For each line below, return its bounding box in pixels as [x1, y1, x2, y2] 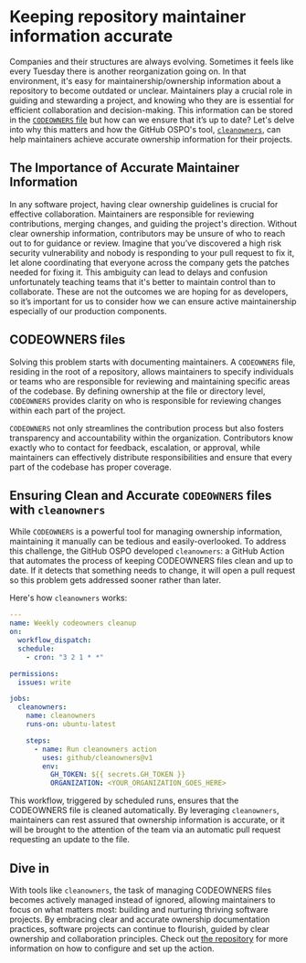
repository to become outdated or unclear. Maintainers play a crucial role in [9, 85, 293, 96]
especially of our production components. [9, 305, 167, 316]
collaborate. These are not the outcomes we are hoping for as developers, [9, 286, 289, 297]
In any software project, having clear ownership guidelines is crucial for [9, 198, 279, 209]
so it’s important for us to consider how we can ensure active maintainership [9, 295, 297, 307]
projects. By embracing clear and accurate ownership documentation [9, 914, 270, 925]
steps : [26, 735, 51, 746]
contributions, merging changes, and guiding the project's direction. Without [9, 217, 297, 229]
